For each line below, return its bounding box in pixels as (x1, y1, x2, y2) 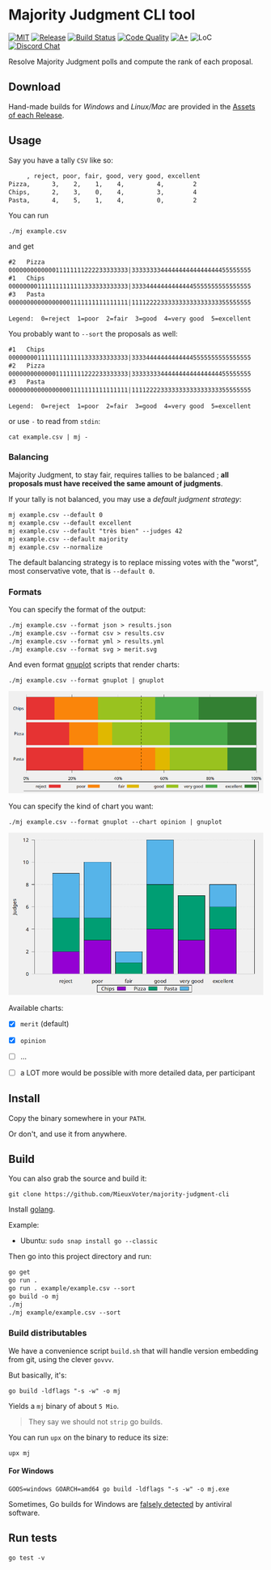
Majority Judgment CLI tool (8, 6, 196, 24)
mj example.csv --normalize (8, 543, 104, 551)
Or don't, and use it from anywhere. (8, 1129, 127, 1139)
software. (8, 1508, 40, 1517)
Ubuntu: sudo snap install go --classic (19, 1236, 158, 1245)
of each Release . (8, 110, 65, 120)
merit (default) (19, 1019, 70, 1029)
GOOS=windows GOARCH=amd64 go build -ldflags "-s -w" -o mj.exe (8, 1485, 230, 1493)
